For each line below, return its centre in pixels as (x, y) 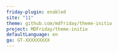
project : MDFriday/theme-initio (47, 29)
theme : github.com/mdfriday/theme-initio (59, 23)
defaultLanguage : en (32, 35)
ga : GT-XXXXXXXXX (28, 40)
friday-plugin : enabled (36, 12)
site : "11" (20, 18)
